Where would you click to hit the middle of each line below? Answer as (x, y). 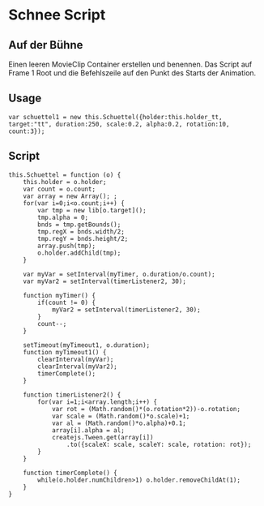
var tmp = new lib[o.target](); (92, 210)
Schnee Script (57, 15)
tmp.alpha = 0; (63, 217)
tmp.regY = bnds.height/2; (83, 238)
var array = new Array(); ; (70, 196)
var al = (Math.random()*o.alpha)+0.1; (119, 423)
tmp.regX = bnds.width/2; (81, 232)
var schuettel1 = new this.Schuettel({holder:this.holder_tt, (115, 117)
